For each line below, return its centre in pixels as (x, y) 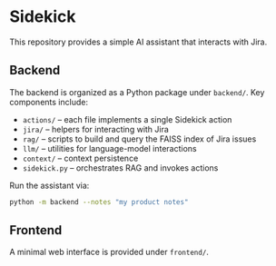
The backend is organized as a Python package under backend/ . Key (137, 92)
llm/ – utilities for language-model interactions (109, 148)
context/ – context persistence (80, 158)
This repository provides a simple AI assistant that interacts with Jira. (138, 42)
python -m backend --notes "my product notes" (99, 202)
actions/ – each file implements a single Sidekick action (127, 119)
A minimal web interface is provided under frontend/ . (109, 252)
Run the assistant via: (49, 185)
